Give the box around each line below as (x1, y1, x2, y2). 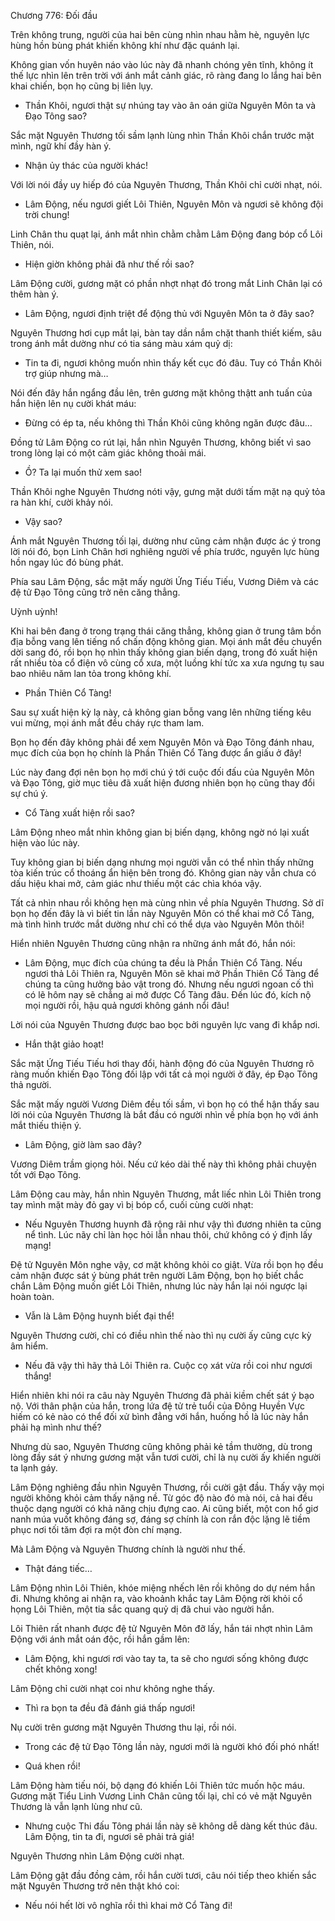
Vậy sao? (24, 516, 63, 527)
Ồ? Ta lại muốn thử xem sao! (24, 466, 142, 478)
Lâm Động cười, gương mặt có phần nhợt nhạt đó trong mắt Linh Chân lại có (10, 278, 323, 289)
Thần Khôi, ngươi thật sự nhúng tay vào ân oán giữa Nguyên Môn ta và (24, 100, 317, 111)
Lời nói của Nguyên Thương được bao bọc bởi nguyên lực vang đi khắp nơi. (10, 1019, 321, 1030)
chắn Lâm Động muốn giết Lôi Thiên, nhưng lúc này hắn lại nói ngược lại (10, 1280, 308, 1292)
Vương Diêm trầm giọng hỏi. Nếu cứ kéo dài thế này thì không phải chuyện (10, 1158, 317, 1170)
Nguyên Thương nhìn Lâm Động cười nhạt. (10, 1850, 185, 1862)
